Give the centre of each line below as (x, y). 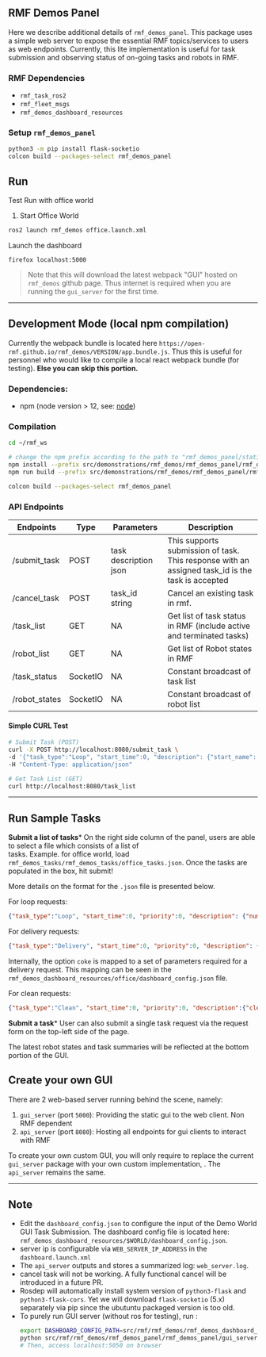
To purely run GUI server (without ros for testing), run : (108, 1317)
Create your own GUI (61, 1081)
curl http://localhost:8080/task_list (72, 786)
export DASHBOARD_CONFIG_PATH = (71, 1331)
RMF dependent (46, 1123)
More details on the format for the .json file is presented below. (112, 887)
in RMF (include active (209, 626)
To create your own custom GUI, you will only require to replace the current (131, 1155)
